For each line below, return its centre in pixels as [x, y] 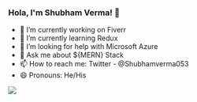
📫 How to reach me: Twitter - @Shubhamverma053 [104, 64]
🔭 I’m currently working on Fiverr [73, 30]
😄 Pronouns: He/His [53, 75]
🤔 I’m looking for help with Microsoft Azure [89, 47]
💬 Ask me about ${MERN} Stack [72, 55]
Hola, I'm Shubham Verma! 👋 [64, 13]
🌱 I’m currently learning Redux [69, 38]
